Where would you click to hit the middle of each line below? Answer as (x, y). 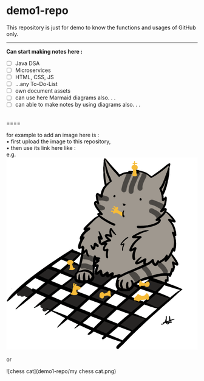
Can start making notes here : (45, 51)
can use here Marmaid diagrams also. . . (65, 98)
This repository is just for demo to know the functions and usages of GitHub (101, 27)
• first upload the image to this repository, (59, 141)
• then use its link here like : (41, 148)
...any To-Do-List (36, 84)
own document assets (43, 91)
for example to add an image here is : (53, 135)
